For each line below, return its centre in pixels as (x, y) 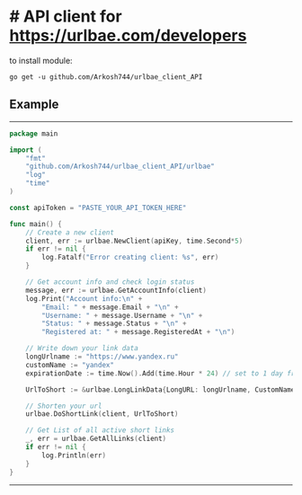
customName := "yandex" (70, 365)
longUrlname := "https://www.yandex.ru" (102, 357)
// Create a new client (70, 232)
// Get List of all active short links (100, 430)
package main (34, 133)
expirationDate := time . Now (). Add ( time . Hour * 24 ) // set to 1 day (154, 373)
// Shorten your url (64, 406)
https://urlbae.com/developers (128, 35)
